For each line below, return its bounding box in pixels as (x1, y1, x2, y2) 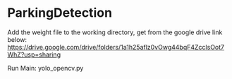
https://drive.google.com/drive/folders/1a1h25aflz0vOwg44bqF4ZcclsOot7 (7, 43, 225, 51)
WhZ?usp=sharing (7, 50, 61, 59)
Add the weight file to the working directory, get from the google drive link (7, 28, 223, 36)
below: (7, 35, 27, 43)
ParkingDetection (7, 5, 113, 21)
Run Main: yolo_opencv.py (7, 64, 84, 72)
